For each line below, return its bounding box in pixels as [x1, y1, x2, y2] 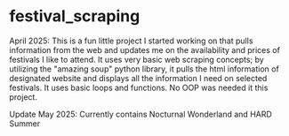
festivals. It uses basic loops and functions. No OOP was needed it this [9, 82, 269, 93]
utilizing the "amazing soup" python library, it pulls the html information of [9, 64, 280, 74]
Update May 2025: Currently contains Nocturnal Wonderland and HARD [9, 109, 273, 119]
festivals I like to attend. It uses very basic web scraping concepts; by [9, 54, 264, 64]
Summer [9, 117, 41, 129]
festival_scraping [9, 6, 140, 26]
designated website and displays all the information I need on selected [9, 72, 268, 83]
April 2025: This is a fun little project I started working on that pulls [9, 35, 253, 46]
